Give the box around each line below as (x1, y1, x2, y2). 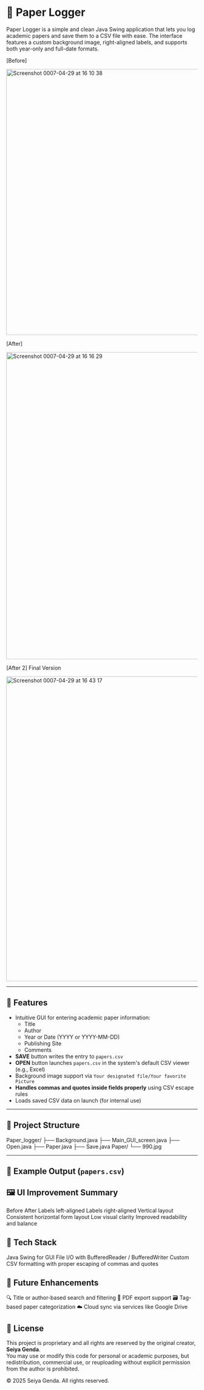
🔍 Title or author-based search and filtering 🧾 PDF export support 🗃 (6, 1294, 178, 1302)
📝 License (6, 1323, 44, 1333)
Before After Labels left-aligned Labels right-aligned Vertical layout (6, 1207, 174, 1214)
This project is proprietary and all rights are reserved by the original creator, (6, 1339, 196, 1347)
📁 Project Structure (6, 1120, 80, 1131)
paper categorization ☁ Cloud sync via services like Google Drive (23, 1303, 188, 1311)
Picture (15, 1078, 35, 1084)
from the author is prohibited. (6, 1365, 80, 1372)
